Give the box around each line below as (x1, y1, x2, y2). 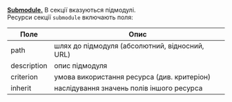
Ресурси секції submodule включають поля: (7, 13, 133, 21)
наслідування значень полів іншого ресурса (54, 83, 203, 92)
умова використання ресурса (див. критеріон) (54, 72, 211, 81)
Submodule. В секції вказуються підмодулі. (7, 6, 136, 14)
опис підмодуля (54, 61, 108, 70)
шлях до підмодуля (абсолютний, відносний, (54, 41, 204, 50)
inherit (10, 83, 32, 92)
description (10, 61, 48, 70)
